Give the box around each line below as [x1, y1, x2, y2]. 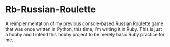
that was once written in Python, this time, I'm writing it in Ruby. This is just [5, 26, 162, 32]
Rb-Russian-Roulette [5, 4, 96, 15]
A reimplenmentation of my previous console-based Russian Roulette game [5, 20, 164, 27]
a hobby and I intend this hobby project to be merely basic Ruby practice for [5, 31, 165, 37]
